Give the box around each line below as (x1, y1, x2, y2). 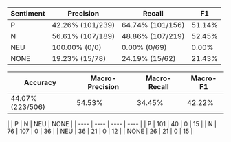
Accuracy (23, 78, 57, 87)
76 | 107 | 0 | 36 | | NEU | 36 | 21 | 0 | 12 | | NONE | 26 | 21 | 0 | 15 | (7, 127, 193, 135)
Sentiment (10, 9, 46, 18)
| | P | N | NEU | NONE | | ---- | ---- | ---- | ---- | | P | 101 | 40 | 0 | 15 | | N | (7, 120, 217, 128)
